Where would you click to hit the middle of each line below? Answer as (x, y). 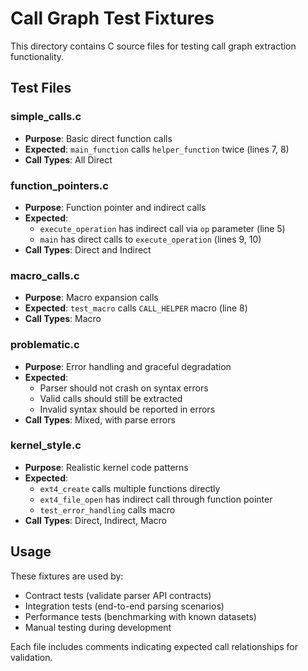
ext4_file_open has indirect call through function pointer (156, 499)
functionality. (37, 56)
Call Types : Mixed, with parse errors (100, 419)
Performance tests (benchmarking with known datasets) (140, 616)
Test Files (41, 88)
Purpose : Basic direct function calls (98, 138)
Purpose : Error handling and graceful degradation (128, 366)
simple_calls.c (46, 117)
